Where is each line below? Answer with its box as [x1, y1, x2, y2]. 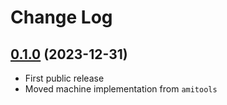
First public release [24, 72, 105, 84]
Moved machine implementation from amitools [24, 83, 218, 95]
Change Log [10, 6, 113, 29]
